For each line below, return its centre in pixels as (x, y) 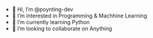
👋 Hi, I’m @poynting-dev (42, 9)
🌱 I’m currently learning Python (51, 22)
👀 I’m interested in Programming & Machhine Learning (80, 16)
